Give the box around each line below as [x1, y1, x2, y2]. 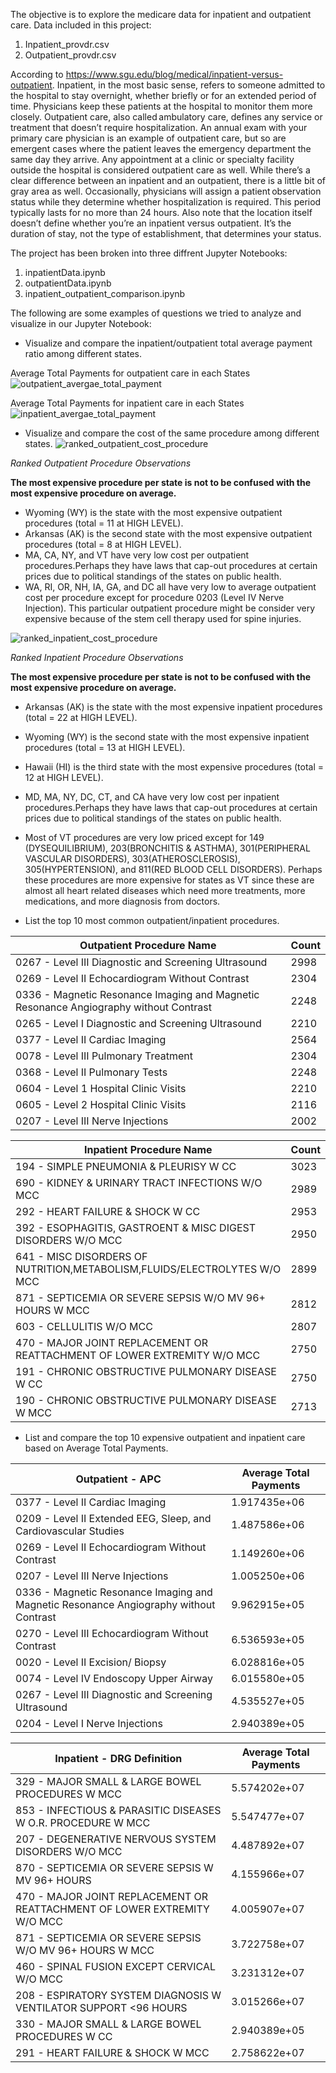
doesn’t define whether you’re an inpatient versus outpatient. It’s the [10, 217, 292, 229]
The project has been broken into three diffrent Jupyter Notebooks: [10, 247, 288, 259]
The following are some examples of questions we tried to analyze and [10, 307, 302, 319]
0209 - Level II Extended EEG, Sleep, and [15, 1512, 212, 1525]
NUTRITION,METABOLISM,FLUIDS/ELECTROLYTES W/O [15, 1262, 282, 1276]
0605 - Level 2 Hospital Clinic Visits [15, 1098, 187, 1111]
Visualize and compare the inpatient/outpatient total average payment [24, 337, 313, 349]
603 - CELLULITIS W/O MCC [15, 1320, 153, 1333]
